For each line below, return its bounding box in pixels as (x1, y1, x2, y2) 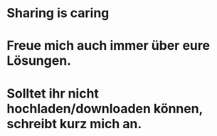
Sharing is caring (6, 5, 110, 21)
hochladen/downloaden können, (6, 100, 203, 117)
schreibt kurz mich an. (6, 115, 142, 132)
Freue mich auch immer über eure (6, 38, 211, 54)
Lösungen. (6, 53, 72, 69)
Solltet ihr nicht (6, 85, 99, 101)
